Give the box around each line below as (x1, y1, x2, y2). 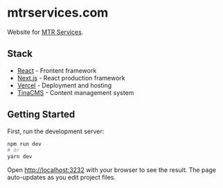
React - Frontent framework (17, 66, 97, 74)
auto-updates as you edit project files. (7, 173, 116, 182)
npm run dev (7, 140, 42, 147)
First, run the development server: (7, 127, 105, 135)
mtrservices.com (7, 5, 109, 21)
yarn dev (7, 153, 33, 160)
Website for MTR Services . (7, 28, 84, 36)
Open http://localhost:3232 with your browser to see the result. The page (7, 166, 217, 174)
